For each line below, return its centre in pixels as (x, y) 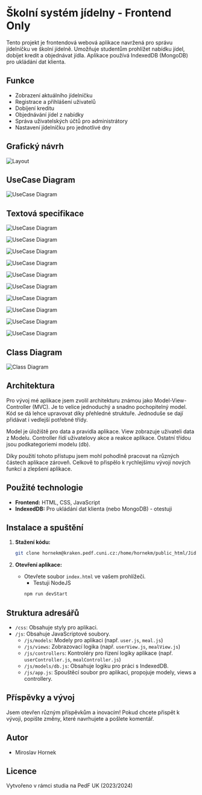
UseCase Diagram (41, 180)
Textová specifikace (45, 214)
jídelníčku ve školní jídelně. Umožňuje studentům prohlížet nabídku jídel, (96, 49)
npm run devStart (46, 594)
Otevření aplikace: (38, 565)
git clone (27, 553)
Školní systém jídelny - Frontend (89, 13)
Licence (22, 771)
